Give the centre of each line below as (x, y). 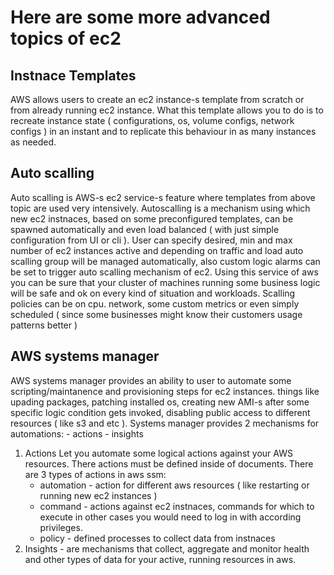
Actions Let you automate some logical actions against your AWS (158, 453)
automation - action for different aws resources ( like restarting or (174, 485)
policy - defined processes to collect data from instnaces (157, 538)
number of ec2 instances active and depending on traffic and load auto (157, 250)
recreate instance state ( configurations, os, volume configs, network (152, 120)
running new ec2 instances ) (98, 495)
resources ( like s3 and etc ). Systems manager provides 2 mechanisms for (165, 423)
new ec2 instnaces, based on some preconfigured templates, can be (152, 218)
